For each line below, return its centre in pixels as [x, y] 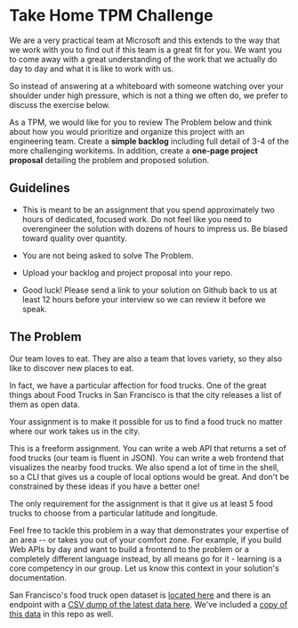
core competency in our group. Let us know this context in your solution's [145, 568]
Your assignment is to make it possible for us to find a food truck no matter [146, 421]
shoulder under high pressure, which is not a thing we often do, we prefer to [149, 95]
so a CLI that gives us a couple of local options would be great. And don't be [149, 476]
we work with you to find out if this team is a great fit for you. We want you [146, 49]
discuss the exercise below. [60, 104]
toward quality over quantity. [74, 238]
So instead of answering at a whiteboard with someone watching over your [147, 86]
